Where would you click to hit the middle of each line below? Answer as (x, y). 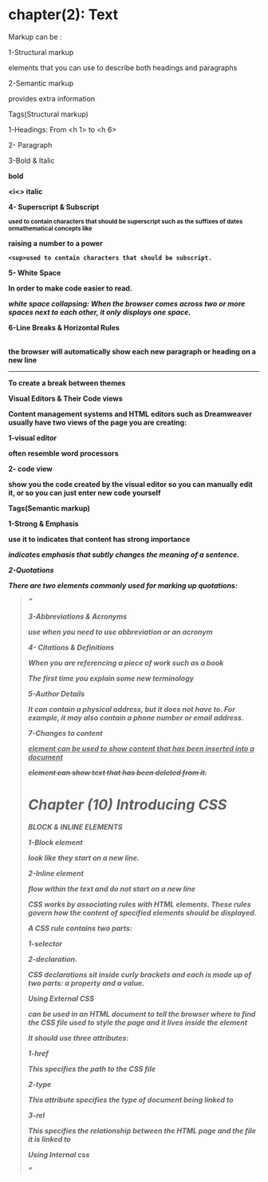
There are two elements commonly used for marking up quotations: (123, 585)
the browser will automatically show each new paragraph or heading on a (132, 351)
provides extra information (52, 98)
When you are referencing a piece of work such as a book (126, 662)
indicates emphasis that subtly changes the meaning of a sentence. (124, 554)
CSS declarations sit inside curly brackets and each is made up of (140, 974)
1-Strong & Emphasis (43, 524)
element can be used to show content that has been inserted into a (141, 749)
